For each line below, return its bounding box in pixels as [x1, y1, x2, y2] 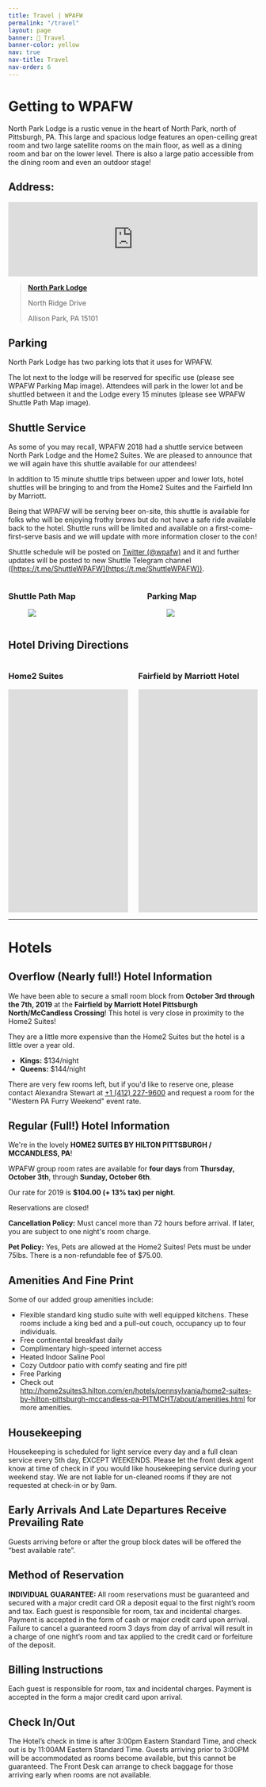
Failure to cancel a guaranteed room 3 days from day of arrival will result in [8, 1623, 253, 1632]
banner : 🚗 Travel [8, 33, 66, 42]
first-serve [8, 532, 43, 542]
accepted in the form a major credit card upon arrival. [8, 1693, 183, 1702]
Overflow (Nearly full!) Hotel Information [8, 970, 212, 984]
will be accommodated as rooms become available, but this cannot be [8, 1754, 237, 1763]
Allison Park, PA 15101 [27, 313, 99, 323]
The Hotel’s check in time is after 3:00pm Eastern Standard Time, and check [8, 1736, 257, 1746]
